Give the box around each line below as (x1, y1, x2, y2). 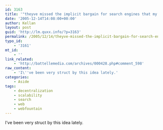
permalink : (5, 34, 27, 39)
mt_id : (5, 48, 18, 52)
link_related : (5, 57, 34, 62)
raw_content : (5, 66, 32, 71)
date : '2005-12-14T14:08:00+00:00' (5, 16, 77, 21)
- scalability (14, 93, 42, 97)
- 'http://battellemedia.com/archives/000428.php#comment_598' (14, 61, 145, 66)
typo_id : (5, 39, 23, 44)
